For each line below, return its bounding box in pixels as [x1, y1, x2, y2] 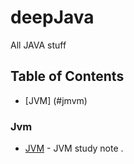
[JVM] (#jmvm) [24, 94, 88, 106]
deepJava [10, 6, 95, 29]
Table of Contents [10, 68, 125, 85]
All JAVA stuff [10, 39, 67, 51]
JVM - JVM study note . [24, 142, 124, 155]
